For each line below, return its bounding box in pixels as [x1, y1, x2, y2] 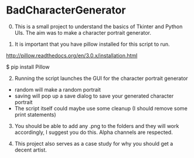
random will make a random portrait [14, 86, 101, 93]
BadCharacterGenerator [6, 4, 126, 17]
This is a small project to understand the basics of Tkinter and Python [14, 23, 183, 30]
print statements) [14, 111, 57, 118]
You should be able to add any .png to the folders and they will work [14, 122, 179, 129]
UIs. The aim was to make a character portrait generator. [14, 29, 151, 36]
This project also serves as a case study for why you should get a [14, 140, 173, 147]
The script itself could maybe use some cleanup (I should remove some [14, 105, 188, 112]
